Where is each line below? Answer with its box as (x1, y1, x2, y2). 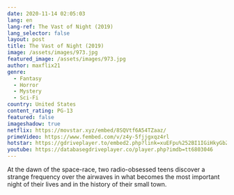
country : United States (7, 101, 77, 108)
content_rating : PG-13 (7, 107, 73, 114)
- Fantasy (13, 75, 42, 82)
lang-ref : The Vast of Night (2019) (7, 23, 114, 30)
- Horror (13, 81, 39, 88)
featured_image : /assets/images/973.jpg (7, 56, 127, 63)
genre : (7, 68, 26, 75)
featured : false (7, 114, 54, 120)
